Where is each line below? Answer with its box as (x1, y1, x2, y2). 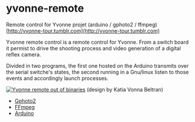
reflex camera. (6, 51, 41, 58)
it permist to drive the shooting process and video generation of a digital (6, 44, 181, 51)
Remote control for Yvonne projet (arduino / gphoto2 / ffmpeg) (6, 21, 157, 28)
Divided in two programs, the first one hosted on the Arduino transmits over (6, 62, 189, 69)
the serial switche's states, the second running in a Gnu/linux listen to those (6, 68, 189, 75)
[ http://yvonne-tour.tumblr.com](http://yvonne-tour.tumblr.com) (6, 27, 160, 34)
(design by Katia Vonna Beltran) (86, 86, 163, 93)
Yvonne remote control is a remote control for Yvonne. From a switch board (6, 39, 189, 46)
